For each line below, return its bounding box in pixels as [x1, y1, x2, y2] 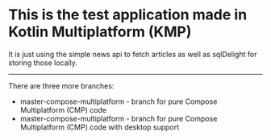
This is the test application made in [8, 6, 248, 24]
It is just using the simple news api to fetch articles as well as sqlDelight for [8, 49, 257, 59]
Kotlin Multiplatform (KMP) [8, 23, 192, 41]
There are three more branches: [8, 80, 115, 90]
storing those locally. [8, 58, 78, 68]
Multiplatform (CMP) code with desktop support [19, 122, 180, 132]
